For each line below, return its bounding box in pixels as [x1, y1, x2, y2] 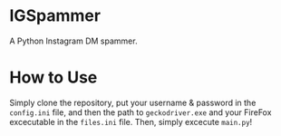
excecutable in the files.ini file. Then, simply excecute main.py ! [9, 116, 253, 127]
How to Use [9, 67, 98, 88]
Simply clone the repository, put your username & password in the [9, 97, 257, 108]
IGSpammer [9, 5, 102, 26]
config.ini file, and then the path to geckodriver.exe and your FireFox [9, 106, 272, 118]
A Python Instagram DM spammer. [9, 35, 138, 46]
